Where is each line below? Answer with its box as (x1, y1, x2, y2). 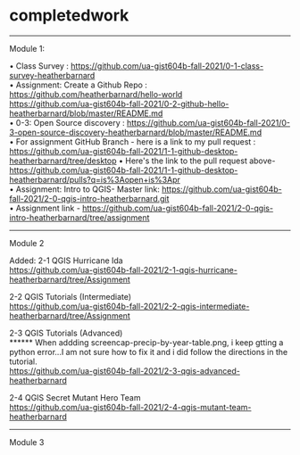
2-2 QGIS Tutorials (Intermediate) (9, 291, 132, 302)
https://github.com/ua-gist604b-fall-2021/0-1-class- (71, 60, 264, 71)
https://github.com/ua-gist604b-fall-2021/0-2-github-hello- (9, 98, 229, 109)
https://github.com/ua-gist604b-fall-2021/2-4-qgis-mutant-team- (9, 401, 252, 412)
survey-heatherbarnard (9, 70, 96, 80)
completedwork (9, 5, 129, 26)
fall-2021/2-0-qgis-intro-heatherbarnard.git (9, 193, 170, 203)
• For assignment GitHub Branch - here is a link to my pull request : (9, 136, 256, 147)
